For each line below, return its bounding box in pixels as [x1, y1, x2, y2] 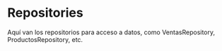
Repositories [7, 5, 83, 21]
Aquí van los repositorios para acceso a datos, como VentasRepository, [7, 28, 216, 36]
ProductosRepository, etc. [7, 35, 83, 43]
